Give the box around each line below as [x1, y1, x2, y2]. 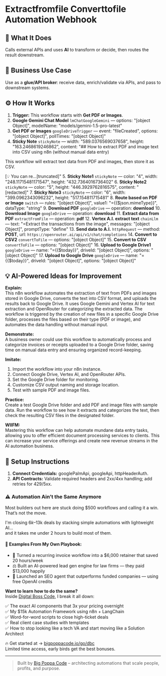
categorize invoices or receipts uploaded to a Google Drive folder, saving [5, 342, 154, 348]
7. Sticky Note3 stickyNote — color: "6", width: [29, 189, 126, 195]
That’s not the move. [5, 510, 47, 516]
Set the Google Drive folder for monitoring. [12, 377, 100, 382]
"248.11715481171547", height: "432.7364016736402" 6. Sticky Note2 [5, 179, 147, 185]
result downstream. [5, 52, 44, 58]
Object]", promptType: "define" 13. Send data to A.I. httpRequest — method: [5, 226, 161, 232]
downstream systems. [5, 84, 50, 90]
